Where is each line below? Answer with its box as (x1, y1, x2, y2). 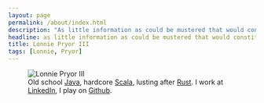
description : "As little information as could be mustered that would (8, 26, 244, 34)
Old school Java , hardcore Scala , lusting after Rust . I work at (27, 77, 224, 87)
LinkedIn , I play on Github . (27, 86, 112, 94)
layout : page (8, 11, 51, 20)
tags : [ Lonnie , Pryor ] (8, 48, 82, 55)
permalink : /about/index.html (8, 19, 108, 27)
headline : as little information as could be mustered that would (8, 33, 230, 41)
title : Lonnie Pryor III (8, 41, 90, 48)
